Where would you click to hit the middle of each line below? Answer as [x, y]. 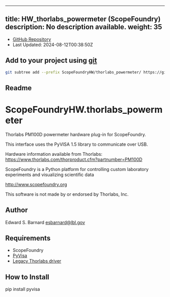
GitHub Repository [32, 39]
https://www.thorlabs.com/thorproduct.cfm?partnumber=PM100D [74, 159]
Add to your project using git [51, 60]
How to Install [27, 277]
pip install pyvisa [23, 289]
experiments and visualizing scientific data [50, 175]
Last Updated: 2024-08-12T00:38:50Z [53, 45]
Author [16, 210]
